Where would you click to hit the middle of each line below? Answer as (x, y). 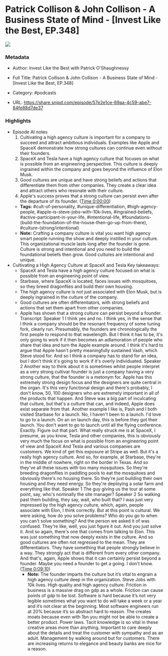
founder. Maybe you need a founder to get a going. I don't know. (87, 563)
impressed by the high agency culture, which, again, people (82, 505)
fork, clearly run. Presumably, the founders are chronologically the (88, 329)
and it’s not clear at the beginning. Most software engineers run (93, 606)
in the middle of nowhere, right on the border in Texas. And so (84, 462)
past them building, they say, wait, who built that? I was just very (87, 500)
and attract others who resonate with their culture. (72, 190)
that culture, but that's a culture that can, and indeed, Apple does (87, 403)
